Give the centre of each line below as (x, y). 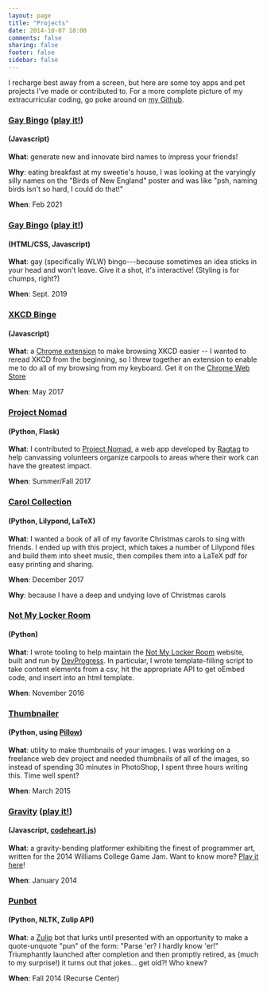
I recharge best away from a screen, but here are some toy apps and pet (127, 82)
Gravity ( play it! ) (41, 811)
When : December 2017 (46, 579)
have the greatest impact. (50, 466)
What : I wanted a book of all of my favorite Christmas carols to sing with (127, 538)
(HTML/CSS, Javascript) (50, 244)
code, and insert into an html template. (72, 677)
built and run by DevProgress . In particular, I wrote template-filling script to (131, 660)
